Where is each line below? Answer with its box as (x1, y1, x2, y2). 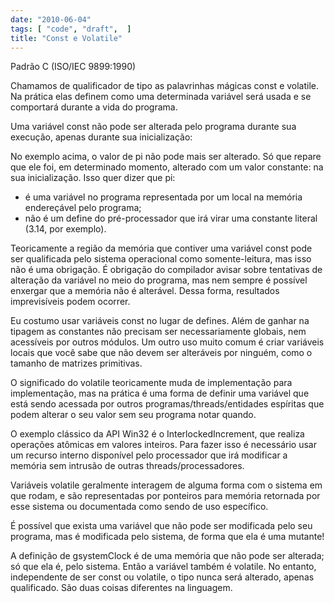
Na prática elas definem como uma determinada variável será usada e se (10, 91, 312, 103)
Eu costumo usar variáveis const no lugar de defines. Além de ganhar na (10, 315, 310, 327)
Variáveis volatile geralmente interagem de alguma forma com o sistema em (10, 479, 323, 491)
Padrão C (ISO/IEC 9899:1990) (10, 61, 137, 73)
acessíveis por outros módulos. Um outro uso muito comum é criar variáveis (10, 336, 325, 348)
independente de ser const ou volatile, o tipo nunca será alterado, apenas (10, 571, 315, 583)
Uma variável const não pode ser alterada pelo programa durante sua (10, 121, 297, 133)
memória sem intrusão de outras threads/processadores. (10, 460, 245, 472)
